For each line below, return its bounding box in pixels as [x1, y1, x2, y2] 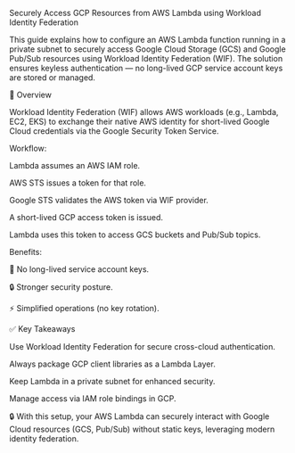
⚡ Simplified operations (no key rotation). [9, 303, 160, 313]
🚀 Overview [9, 89, 52, 100]
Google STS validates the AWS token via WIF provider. [9, 195, 209, 205]
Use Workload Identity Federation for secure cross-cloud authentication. [9, 342, 276, 351]
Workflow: [9, 143, 47, 153]
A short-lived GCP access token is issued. [9, 212, 163, 222]
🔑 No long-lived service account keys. [9, 264, 150, 275]
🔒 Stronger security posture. [9, 282, 113, 292]
